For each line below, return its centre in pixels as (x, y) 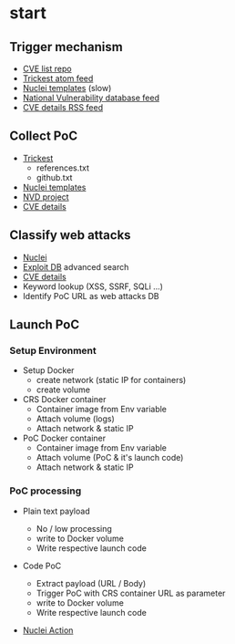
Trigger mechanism (66, 47)
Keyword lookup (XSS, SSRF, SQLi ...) (93, 286)
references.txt (62, 168)
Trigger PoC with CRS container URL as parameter (131, 593)
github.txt (54, 177)
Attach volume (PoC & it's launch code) (110, 458)
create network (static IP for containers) (111, 380)
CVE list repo (47, 68)
